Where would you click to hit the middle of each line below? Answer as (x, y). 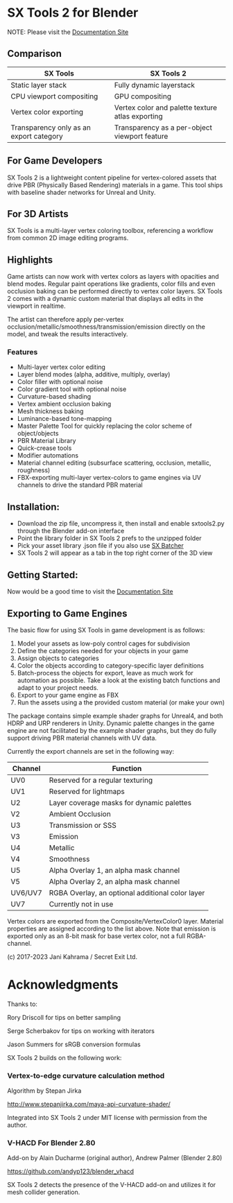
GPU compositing (143, 96)
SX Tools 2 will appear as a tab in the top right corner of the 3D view (115, 553)
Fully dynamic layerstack (155, 85)
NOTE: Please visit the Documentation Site (68, 32)
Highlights (30, 260)
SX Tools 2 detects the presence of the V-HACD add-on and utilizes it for (112, 1185)
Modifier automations (48, 456)
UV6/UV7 (27, 892)
